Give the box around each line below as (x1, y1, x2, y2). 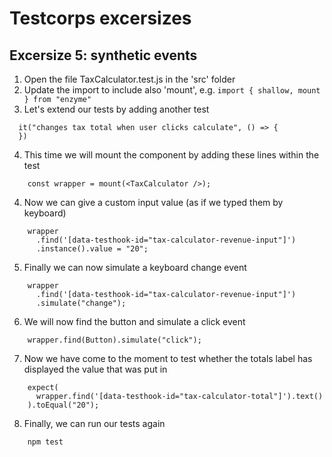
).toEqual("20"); (27, 400, 100, 410)
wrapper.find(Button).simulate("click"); (27, 335, 202, 345)
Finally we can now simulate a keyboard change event (23, 262, 247, 273)
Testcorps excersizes (9, 7, 192, 30)
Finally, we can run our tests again (23, 418, 166, 429)
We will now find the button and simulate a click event (23, 316, 246, 327)
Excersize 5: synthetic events (9, 47, 198, 64)
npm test (27, 437, 64, 447)
